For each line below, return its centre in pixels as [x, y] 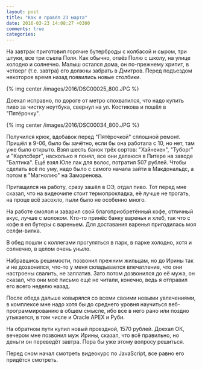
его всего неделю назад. [38, 286]
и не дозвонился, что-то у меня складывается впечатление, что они [94, 267]
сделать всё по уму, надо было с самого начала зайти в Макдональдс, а [100, 169]
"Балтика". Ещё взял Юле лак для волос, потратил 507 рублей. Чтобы [96, 162]
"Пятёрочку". [23, 114]
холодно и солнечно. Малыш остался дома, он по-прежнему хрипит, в [98, 65]
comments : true [25, 29]
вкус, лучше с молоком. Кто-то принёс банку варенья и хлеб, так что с [99, 218]
